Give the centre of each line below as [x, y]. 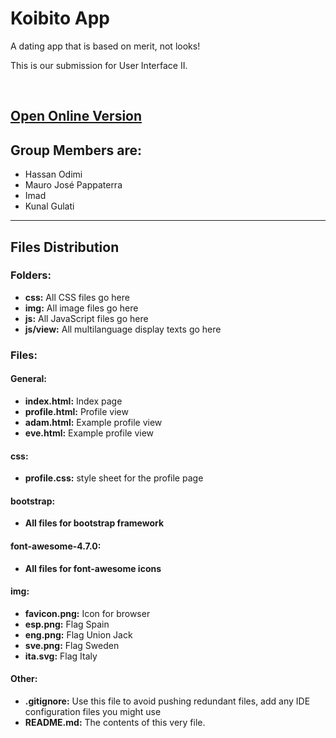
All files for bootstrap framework [94, 523]
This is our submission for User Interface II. [99, 65]
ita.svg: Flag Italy [61, 656]
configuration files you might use [93, 711]
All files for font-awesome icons [93, 568]
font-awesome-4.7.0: [56, 546]
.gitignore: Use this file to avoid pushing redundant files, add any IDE [167, 701]
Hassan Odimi [53, 174]
